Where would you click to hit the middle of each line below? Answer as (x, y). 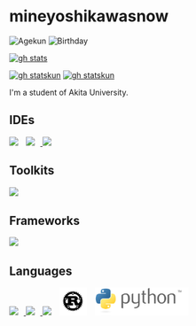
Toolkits (32, 171)
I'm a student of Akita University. (69, 92)
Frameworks (45, 220)
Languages (41, 271)
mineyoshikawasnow (89, 16)
